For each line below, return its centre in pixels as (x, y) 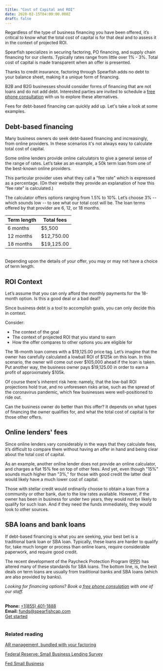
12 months (20, 236)
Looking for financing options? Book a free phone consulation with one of (79, 586)
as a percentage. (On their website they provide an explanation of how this (80, 183)
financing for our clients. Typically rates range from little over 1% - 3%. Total (81, 57)
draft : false (18, 18)
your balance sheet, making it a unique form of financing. (63, 77)
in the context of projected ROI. (36, 43)
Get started (16, 616)
